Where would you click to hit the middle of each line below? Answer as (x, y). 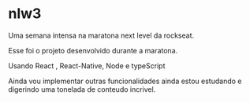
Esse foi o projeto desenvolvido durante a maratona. (93, 50)
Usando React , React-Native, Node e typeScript (87, 66)
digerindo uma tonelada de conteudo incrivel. (82, 89)
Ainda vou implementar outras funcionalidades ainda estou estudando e (125, 81)
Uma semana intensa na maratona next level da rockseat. (101, 35)
